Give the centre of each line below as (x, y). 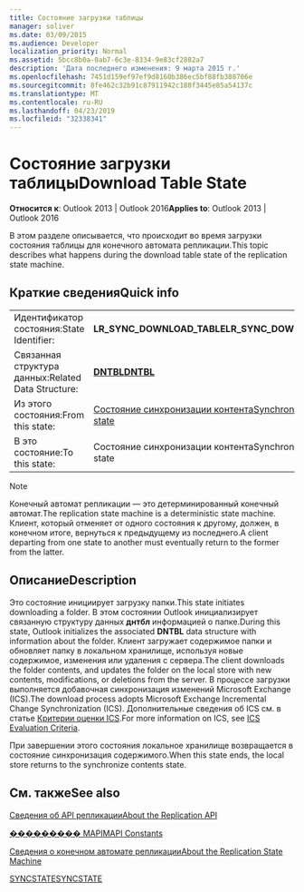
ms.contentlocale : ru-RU (56, 102)
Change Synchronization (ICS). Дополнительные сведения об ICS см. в (146, 708)
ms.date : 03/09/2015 (48, 34)
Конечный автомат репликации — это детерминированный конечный (144, 504)
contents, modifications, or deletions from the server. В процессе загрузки (150, 679)
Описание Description (73, 580)
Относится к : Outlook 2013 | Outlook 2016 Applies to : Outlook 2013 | (138, 209)
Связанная (38, 355)
